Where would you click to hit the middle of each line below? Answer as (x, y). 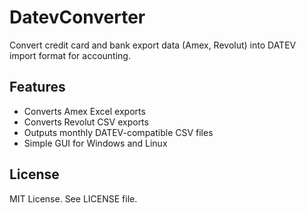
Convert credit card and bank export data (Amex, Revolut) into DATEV (153, 45)
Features (37, 87)
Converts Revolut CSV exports (86, 122)
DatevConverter (77, 17)
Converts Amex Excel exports (84, 111)
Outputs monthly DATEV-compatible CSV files (118, 132)
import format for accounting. (70, 55)
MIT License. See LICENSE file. (73, 198)
